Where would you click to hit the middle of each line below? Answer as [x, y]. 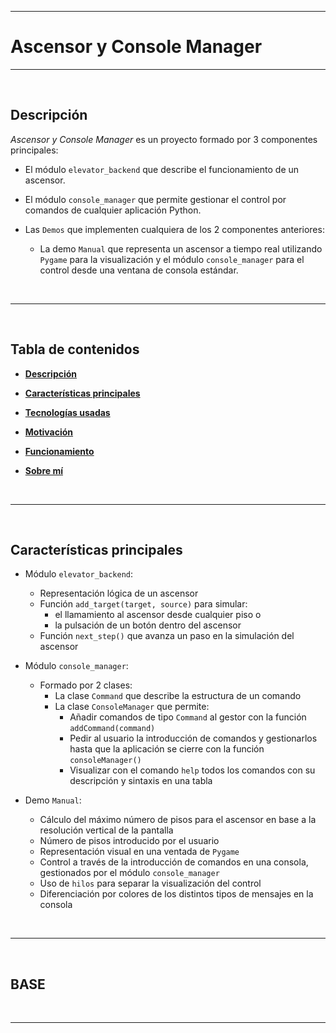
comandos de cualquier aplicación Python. [113, 210]
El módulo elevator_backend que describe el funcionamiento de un [162, 169]
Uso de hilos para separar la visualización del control [150, 883]
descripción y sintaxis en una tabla [141, 781]
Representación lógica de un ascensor [119, 593]
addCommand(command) [112, 729]
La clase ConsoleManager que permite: [132, 707]
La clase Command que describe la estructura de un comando [178, 696]
